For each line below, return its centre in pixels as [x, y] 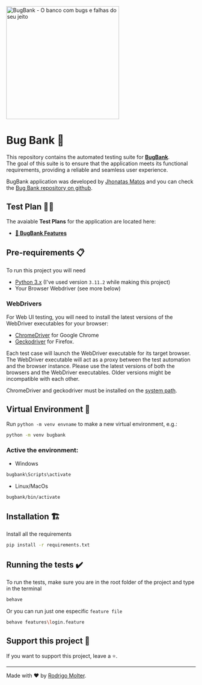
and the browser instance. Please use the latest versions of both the [91, 366]
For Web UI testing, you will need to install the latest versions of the [90, 317]
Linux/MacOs [31, 486]
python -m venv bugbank [36, 435]
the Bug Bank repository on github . [50, 188]
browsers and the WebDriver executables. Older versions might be [89, 372]
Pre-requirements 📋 [46, 253]
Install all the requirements [39, 534]
